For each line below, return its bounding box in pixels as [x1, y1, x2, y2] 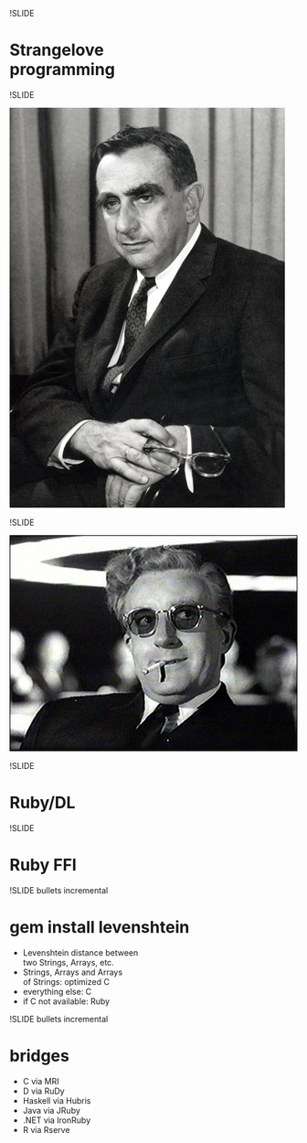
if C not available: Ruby [22, 996, 111, 1007]
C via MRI [22, 1075, 59, 1086]
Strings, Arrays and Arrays [22, 967, 123, 977]
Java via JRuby [22, 1105, 80, 1116]
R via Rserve [22, 1124, 70, 1135]
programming [9, 59, 116, 80]
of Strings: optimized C [22, 976, 110, 987]
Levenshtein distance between [22, 946, 139, 958]
